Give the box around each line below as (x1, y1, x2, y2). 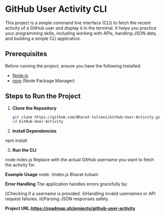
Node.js (12, 72, 29, 78)
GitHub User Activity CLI (5, 3, 107, 15)
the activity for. (5, 162, 36, 168)
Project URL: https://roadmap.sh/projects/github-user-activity (5, 206, 135, 212)
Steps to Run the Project (5, 92, 81, 101)
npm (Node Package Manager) (12, 77, 75, 83)
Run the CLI (12, 147, 37, 153)
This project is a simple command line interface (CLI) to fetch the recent (5, 20, 151, 26)
